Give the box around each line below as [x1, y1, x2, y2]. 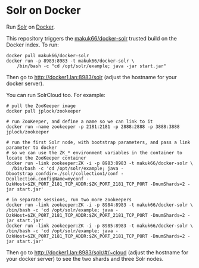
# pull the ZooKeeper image [6, 102, 76, 109]
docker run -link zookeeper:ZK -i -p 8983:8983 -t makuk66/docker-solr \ [6, 160, 194, 166]
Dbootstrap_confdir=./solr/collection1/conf [6, 170, 119, 176]
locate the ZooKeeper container [6, 155, 86, 161]
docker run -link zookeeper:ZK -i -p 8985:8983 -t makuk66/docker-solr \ [6, 223, 194, 229]
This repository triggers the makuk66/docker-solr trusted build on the [6, 35, 178, 42]
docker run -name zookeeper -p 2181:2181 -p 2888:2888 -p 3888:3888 [6, 123, 180, 130]
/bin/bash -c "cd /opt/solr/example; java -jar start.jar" [17, 63, 167, 69]
